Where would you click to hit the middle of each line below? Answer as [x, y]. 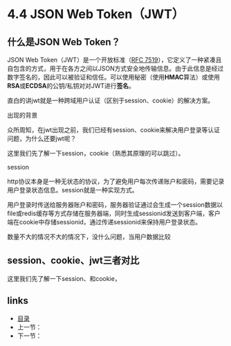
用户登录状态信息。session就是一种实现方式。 [73, 190]
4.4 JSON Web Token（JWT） [96, 14]
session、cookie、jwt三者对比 [73, 261]
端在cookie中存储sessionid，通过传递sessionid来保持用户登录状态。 [104, 222]
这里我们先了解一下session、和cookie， [64, 278]
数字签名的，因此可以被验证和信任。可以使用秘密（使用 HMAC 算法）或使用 [113, 77]
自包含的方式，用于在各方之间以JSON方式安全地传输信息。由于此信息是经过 [115, 69]
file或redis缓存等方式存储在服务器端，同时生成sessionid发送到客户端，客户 [114, 213]
